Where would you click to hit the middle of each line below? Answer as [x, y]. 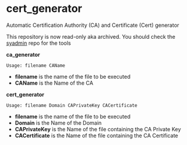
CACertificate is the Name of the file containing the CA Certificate [96, 135]
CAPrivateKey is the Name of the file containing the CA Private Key [98, 129]
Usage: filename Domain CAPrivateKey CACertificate [72, 105]
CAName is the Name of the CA [54, 83]
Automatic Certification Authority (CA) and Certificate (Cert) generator [93, 25]
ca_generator [23, 54]
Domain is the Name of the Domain [58, 123]
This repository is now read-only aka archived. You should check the [91, 36]
